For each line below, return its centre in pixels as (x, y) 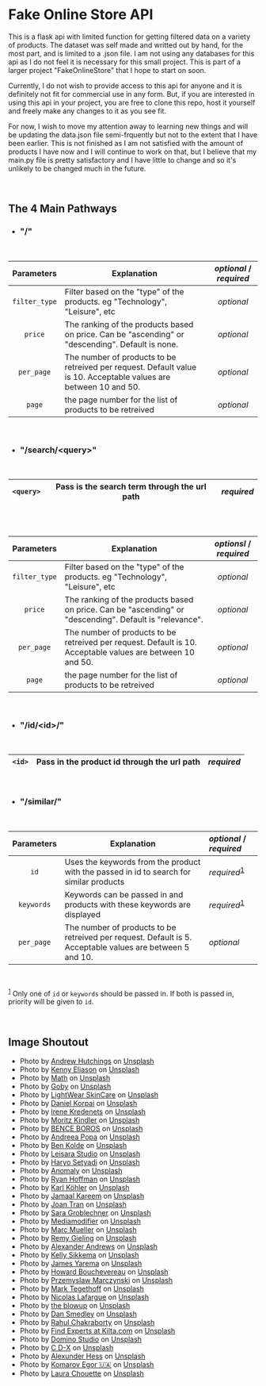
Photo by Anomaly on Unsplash (71, 1170)
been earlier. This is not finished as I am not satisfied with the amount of (126, 143)
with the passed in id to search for (128, 872)
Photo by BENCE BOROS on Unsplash (81, 1128)
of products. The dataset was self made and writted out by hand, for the (126, 44)
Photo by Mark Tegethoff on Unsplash (82, 1288)
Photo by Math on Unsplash (65, 1077)
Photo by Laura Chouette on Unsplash (82, 1373)
